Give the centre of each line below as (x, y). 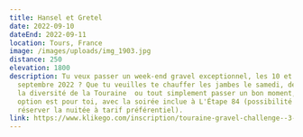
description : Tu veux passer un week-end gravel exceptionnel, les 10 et (151, 77)
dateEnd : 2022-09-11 (48, 34)
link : (19, 118)
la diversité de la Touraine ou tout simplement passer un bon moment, (157, 93)
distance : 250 (36, 59)
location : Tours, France (56, 43)
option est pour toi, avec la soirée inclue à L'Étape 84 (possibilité (155, 101)
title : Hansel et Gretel (56, 18)
